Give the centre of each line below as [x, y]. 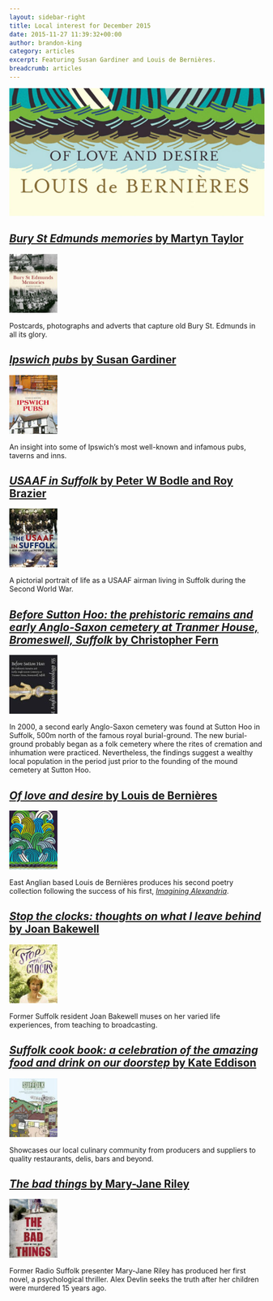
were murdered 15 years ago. [58, 1288]
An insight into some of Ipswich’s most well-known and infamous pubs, [128, 447]
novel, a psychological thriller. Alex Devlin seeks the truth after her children [134, 1280]
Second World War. [41, 589]
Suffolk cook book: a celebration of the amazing [134, 1050]
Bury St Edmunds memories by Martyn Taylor [126, 239]
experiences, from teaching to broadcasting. [83, 1024]
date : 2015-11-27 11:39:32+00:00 [66, 34]
